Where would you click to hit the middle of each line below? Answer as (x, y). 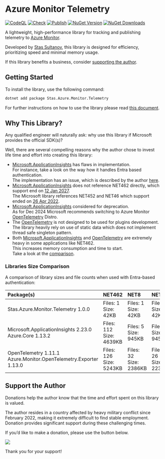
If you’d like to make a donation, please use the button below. (67, 432)
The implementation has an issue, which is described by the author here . (86, 180)
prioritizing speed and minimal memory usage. (52, 52)
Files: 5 (136, 326)
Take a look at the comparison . (43, 254)
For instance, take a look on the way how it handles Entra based (77, 170)
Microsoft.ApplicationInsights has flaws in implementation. (71, 165)
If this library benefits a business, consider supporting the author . (71, 62)
